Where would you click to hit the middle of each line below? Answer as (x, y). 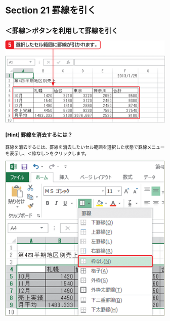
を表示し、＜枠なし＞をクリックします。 (47, 153)
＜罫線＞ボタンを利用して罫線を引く (62, 31)
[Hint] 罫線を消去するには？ (39, 135)
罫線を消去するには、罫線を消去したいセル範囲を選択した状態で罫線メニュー (85, 147)
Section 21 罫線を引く (51, 10)
